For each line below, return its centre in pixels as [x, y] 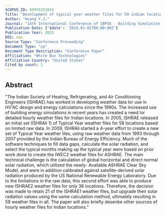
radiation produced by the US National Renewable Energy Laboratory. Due [81, 175]
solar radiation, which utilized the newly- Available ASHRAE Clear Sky [76, 165]
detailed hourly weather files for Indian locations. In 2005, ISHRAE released [82, 118]
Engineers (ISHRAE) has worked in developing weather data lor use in [76, 102]
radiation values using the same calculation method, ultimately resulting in [81, 196]
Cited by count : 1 [24, 65]
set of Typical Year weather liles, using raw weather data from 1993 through [82, 133]
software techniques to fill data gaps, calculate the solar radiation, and [77, 144]
